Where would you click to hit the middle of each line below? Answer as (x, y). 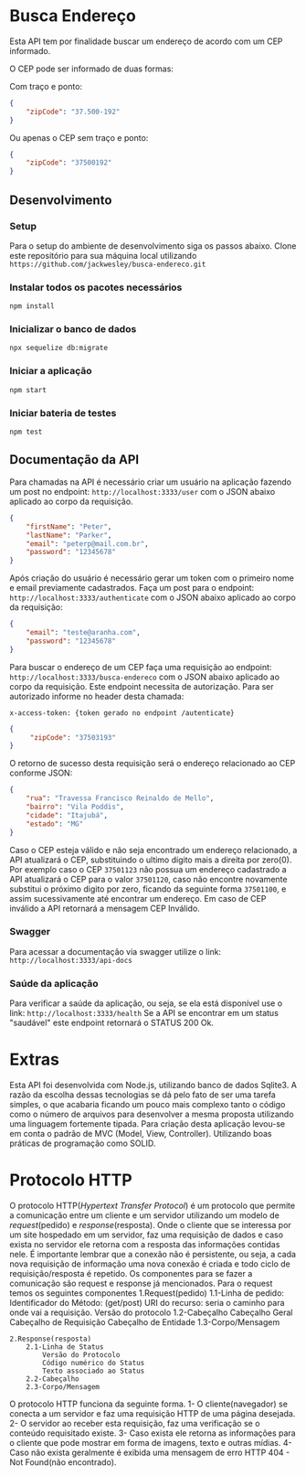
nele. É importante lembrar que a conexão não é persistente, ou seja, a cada (153, 1254)
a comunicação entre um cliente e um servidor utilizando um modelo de (145, 1215)
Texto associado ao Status (94, 1371)
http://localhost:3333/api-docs (71, 960)
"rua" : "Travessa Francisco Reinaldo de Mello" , (120, 798)
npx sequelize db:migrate (58, 348)
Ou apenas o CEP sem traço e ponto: (79, 137)
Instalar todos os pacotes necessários (96, 287)
